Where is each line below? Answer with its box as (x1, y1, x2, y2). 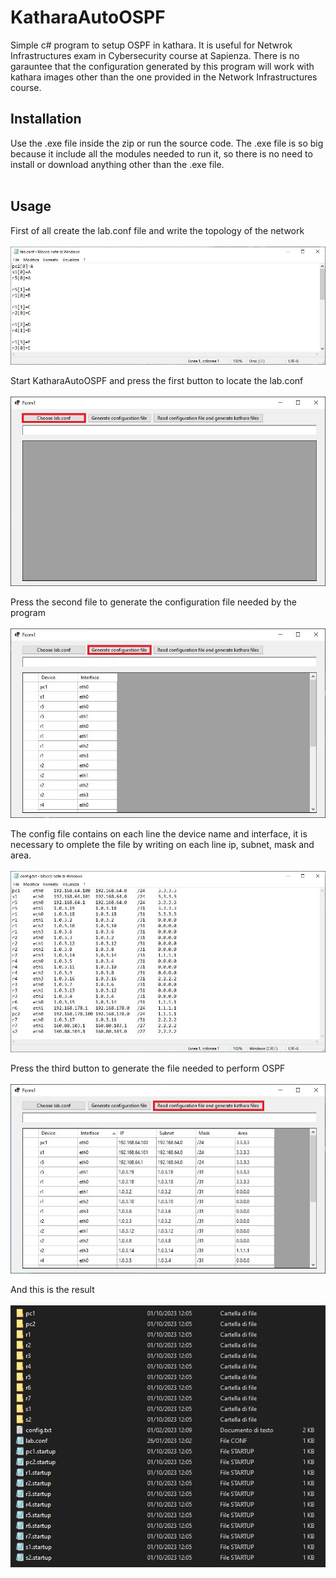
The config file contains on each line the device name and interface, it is (10, 828, 308, 840)
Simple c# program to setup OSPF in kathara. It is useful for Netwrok (10, 39, 293, 51)
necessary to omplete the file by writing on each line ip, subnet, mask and (10, 839, 315, 851)
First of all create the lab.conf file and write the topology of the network (10, 224, 305, 236)
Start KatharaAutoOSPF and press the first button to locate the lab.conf (10, 375, 304, 387)
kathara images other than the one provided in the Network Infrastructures (10, 71, 318, 83)
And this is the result (10, 1283, 95, 1295)
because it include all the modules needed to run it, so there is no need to (10, 147, 313, 160)
